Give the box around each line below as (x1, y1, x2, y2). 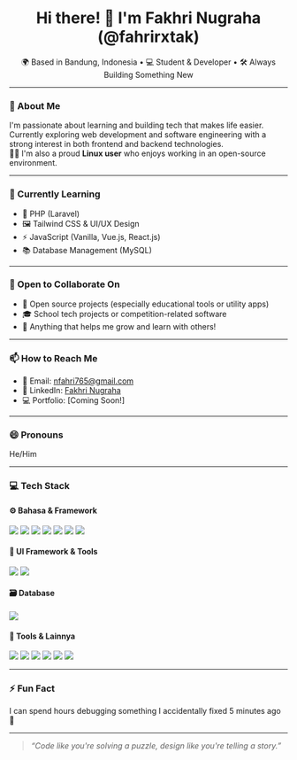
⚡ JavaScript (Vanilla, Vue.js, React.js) (21, 231, 161, 242)
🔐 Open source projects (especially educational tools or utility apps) (21, 299, 270, 309)
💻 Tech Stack (9, 480, 71, 492)
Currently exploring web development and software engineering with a (9, 129, 267, 140)
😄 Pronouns (9, 429, 64, 441)
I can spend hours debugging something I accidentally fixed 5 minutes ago (9, 706, 281, 717)
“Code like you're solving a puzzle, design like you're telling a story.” (30, 741, 281, 751)
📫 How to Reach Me (9, 352, 98, 364)
